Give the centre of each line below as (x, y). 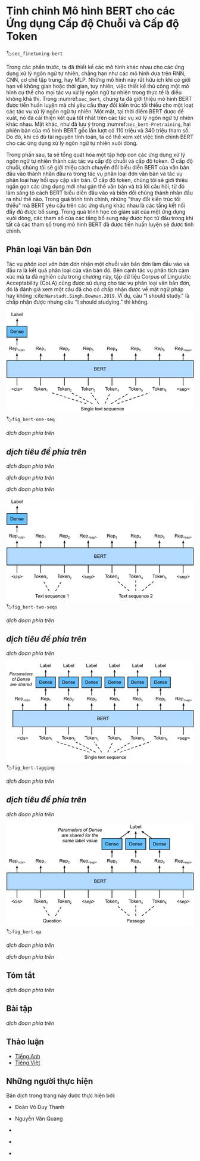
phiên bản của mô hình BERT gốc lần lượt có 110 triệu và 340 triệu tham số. (98, 130)
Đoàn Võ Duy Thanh (39, 1107)
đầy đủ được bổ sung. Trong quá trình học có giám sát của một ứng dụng (96, 211)
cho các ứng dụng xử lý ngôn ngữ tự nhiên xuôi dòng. (72, 143)
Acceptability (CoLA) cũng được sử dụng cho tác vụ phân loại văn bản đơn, (99, 283)
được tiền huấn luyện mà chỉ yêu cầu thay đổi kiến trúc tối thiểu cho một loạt (100, 105)
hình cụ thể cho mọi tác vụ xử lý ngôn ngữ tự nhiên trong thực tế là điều (94, 92)
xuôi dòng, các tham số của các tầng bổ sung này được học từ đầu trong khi (100, 218)
